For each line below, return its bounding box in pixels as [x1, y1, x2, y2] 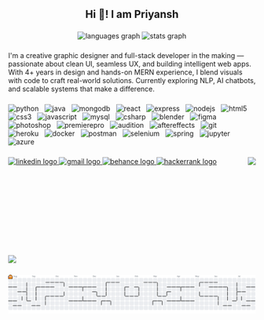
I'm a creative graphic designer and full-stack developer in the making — [8, 51, 244, 60]
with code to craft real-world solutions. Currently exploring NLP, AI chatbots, [8, 76, 256, 85]
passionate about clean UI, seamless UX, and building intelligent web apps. [8, 60, 251, 69]
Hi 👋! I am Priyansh [85, 8, 179, 21]
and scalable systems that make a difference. [8, 84, 156, 94]
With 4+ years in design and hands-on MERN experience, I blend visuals [8, 67, 243, 77]
